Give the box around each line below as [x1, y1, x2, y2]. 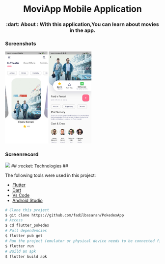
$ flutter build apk [5, 254, 48, 259]
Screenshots [5, 40, 36, 47]
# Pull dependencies [5, 228, 48, 233]
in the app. [69, 27, 96, 34]
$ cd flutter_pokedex [5, 223, 50, 228]
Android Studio [12, 197, 43, 203]
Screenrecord [5, 151, 39, 158]
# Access [5, 218, 23, 223]
